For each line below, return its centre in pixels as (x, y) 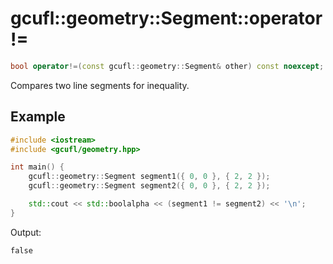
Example (38, 117)
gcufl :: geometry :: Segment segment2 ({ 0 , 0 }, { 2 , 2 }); (149, 186)
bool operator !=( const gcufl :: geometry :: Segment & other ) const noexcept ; (167, 66)
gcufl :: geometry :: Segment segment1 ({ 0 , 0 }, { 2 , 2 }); (149, 177)
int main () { (37, 167)
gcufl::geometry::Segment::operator (166, 18)
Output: (26, 232)
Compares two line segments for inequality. (100, 85)
